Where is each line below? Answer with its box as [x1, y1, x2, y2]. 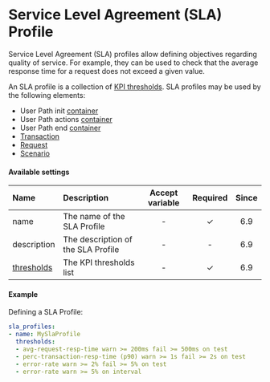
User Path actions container [19, 114, 112, 124]
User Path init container [19, 106, 99, 116]
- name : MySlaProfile [8, 331, 81, 339]
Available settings [8, 167, 70, 177]
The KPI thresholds [63, 257, 135, 268]
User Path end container [19, 123, 101, 132]
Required [192, 193, 228, 204]
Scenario [19, 148, 51, 158]
